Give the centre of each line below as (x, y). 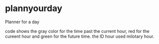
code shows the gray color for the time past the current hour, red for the (77, 31)
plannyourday (34, 8)
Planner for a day (22, 22)
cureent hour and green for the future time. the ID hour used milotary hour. (80, 36)
